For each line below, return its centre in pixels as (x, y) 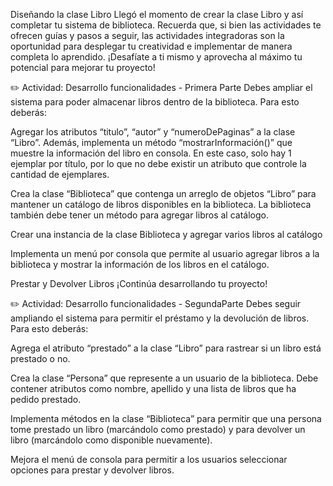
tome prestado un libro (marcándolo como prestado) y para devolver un (158, 429)
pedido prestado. (46, 399)
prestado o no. (40, 358)
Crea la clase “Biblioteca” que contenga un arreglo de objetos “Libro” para (163, 193)
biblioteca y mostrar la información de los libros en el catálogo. (140, 264)
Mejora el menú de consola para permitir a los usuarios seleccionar (149, 459)
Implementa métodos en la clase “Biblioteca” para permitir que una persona (166, 418)
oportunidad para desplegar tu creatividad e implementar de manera (151, 46)
